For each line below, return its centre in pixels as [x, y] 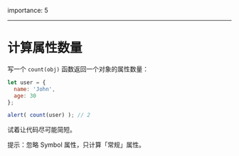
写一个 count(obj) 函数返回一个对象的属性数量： [78, 69]
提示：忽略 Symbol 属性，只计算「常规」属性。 [76, 145]
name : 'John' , [34, 89]
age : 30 [25, 95]
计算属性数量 [45, 48]
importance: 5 [28, 10]
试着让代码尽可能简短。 [42, 130]
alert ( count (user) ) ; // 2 [49, 115]
